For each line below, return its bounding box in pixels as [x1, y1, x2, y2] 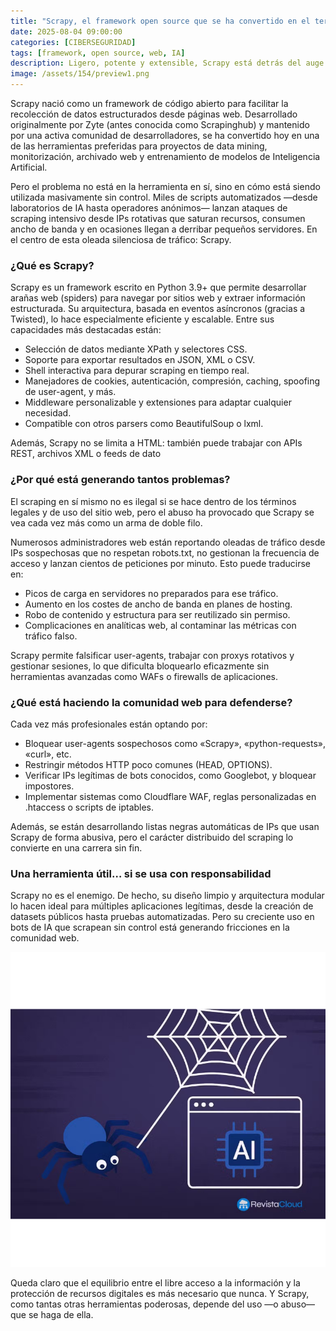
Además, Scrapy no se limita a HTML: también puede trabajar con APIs [10, 437, 303, 449]
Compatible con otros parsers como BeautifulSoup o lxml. [24, 418, 264, 430]
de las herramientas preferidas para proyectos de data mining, [10, 140, 268, 152]
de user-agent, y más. [24, 386, 117, 398]
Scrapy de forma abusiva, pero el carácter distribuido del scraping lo [10, 831, 294, 843]
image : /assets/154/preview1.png [10, 69, 150, 79]
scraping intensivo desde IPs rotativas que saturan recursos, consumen [10, 213, 306, 224]
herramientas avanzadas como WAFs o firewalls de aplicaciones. [10, 670, 278, 682]
